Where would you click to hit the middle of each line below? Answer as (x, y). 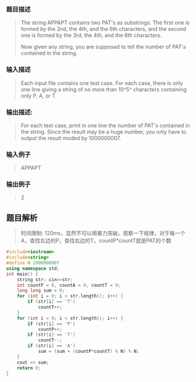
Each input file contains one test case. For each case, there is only (102, 83)
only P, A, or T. (39, 96)
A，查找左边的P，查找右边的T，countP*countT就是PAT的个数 (96, 241)
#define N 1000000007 (33, 263)
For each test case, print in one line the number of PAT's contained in (105, 125)
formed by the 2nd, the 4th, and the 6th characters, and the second (103, 29)
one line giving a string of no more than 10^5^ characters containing (104, 89)
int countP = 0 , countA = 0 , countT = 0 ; (69, 285)
